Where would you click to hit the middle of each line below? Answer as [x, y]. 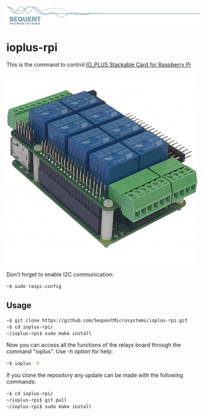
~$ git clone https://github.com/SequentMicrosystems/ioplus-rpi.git [97, 320]
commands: [21, 382]
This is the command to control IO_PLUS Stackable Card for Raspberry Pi [99, 65]
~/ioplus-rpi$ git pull [37, 400]
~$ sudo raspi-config [34, 287]
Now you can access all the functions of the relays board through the [94, 345]
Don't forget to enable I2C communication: [60, 274]
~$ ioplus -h [23, 364]
